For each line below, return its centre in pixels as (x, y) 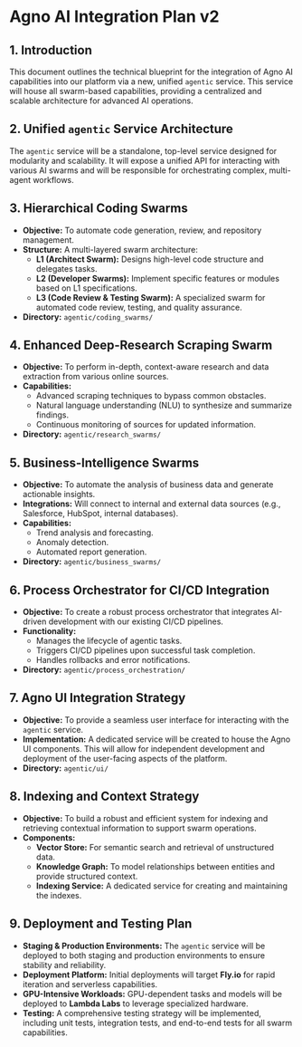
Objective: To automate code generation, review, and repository (142, 230)
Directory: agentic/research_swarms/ (91, 434)
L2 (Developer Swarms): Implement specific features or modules (158, 278)
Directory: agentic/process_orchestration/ (104, 670)
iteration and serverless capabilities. (90, 984)
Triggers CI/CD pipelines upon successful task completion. (146, 650)
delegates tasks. (66, 268)
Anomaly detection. (72, 543)
